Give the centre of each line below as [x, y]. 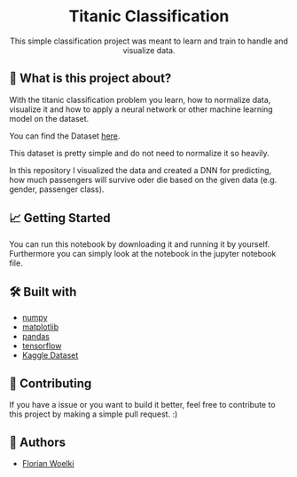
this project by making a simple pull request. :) [94, 414]
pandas [36, 337]
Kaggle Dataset [50, 355]
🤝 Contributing [51, 383]
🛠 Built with [43, 292]
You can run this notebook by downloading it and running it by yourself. [140, 244]
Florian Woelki [48, 463]
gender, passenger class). [57, 189]
